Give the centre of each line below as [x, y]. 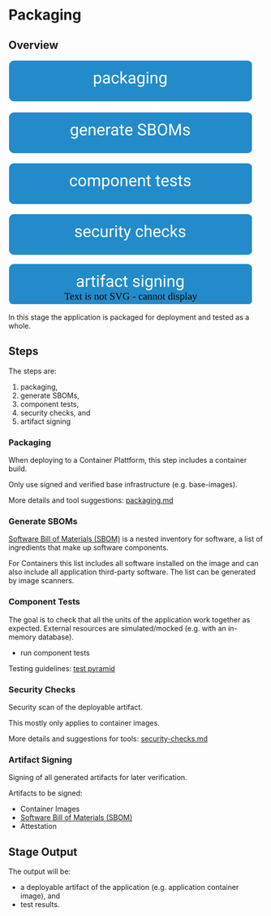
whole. [19, 326]
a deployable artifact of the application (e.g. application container [129, 888]
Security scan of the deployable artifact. [76, 707]
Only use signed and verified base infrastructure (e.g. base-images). [123, 485]
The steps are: [32, 371]
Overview [34, 45]
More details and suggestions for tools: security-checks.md [108, 739]
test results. [40, 905]
